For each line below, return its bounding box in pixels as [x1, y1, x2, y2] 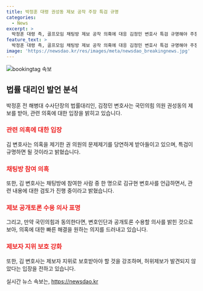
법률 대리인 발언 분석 [6, 85, 78, 95]
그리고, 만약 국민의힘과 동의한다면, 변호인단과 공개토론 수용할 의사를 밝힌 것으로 [6, 218, 193, 226]
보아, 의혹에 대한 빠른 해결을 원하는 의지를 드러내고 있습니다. [6, 226, 148, 233]
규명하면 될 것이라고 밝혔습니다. [6, 148, 81, 155]
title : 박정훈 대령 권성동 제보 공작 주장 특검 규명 [6, 8, 119, 15]
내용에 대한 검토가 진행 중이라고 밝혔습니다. [12, 187, 115, 195]
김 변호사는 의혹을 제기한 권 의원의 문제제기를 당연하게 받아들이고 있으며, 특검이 [6, 140, 193, 148]
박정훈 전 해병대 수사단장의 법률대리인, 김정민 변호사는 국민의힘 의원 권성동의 [6, 102, 187, 109]
